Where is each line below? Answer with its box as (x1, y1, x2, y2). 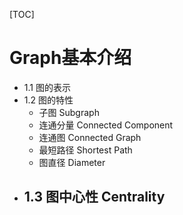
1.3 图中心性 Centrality (23, 189, 166, 206)
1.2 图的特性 (23, 94, 74, 106)
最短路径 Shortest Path (38, 144, 133, 156)
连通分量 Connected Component (38, 119, 174, 131)
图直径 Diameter (38, 156, 106, 168)
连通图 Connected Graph (38, 131, 142, 143)
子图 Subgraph (38, 106, 100, 118)
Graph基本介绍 (9, 47, 132, 69)
